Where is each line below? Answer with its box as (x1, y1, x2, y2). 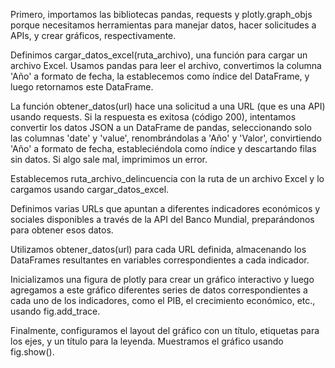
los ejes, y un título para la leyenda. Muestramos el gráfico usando (10, 335, 284, 347)
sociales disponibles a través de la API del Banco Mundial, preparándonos (10, 214, 315, 225)
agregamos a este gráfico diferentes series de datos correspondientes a (10, 284, 308, 296)
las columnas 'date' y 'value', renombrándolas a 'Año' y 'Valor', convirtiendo (10, 132, 322, 144)
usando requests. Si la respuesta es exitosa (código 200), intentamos (10, 111, 297, 123)
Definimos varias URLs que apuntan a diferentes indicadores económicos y (10, 203, 321, 214)
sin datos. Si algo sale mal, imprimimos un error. (10, 154, 208, 165)
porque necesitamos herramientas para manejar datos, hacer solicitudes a (10, 19, 317, 31)
